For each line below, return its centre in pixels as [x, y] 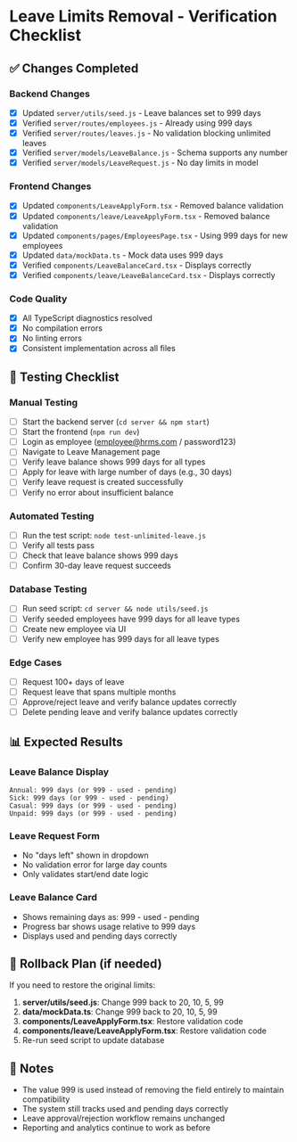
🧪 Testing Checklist [64, 377]
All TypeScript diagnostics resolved [87, 318]
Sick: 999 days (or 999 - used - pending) [89, 798]
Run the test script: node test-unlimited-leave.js [114, 535]
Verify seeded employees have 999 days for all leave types [131, 619]
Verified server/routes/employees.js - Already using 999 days [137, 123]
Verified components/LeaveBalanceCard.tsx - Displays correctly [136, 265]
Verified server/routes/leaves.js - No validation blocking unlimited [146, 133]
